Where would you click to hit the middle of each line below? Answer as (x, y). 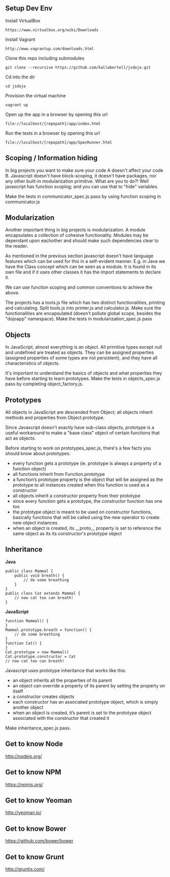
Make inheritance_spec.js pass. (38, 728)
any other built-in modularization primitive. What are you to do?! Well (77, 181)
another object (28, 707)
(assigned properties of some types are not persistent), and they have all (81, 358)
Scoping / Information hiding (52, 158)
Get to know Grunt (35, 857)
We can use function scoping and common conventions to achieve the (79, 287)
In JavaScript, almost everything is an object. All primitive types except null (84, 347)
